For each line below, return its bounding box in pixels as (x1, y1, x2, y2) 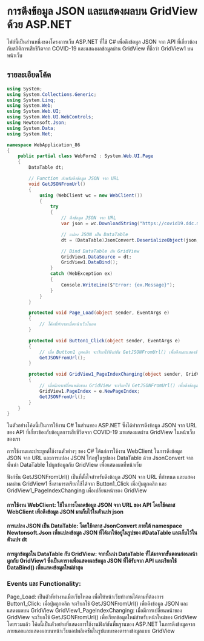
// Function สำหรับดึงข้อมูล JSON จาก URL (28, 175, 120, 181)
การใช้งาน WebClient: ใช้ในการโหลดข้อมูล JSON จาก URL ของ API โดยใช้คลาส (7, 501, 176, 508)
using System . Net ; (7, 131, 53, 137)
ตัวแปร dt (7, 536, 27, 543)
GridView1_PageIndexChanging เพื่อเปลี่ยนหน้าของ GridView (7, 487, 147, 494)
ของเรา (7, 435, 21, 443)
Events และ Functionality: (7, 579, 81, 588)
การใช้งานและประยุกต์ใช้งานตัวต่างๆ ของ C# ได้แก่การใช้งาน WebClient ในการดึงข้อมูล (7, 447, 183, 455)
